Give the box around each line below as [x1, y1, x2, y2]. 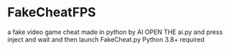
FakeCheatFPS [7, 4, 97, 21]
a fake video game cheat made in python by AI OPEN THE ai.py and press [7, 28, 223, 36]
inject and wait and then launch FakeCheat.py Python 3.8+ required [7, 35, 204, 43]
